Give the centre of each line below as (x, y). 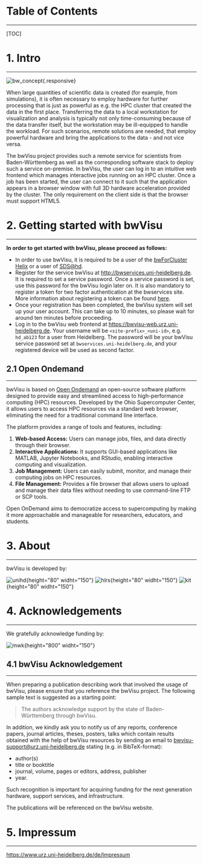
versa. (14, 144)
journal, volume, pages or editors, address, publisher (81, 771)
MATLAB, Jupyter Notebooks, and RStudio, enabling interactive (94, 458)
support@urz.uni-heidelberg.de (46, 747)
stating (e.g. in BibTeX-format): (124, 747)
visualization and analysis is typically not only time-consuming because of (99, 118)
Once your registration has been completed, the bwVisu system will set (104, 305)
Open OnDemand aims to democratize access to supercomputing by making (101, 508)
